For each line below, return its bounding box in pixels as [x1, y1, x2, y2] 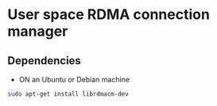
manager [7, 22, 68, 40]
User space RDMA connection [7, 6, 210, 24]
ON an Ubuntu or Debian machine [18, 75, 130, 84]
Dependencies [7, 54, 81, 67]
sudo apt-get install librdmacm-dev [7, 90, 129, 98]
